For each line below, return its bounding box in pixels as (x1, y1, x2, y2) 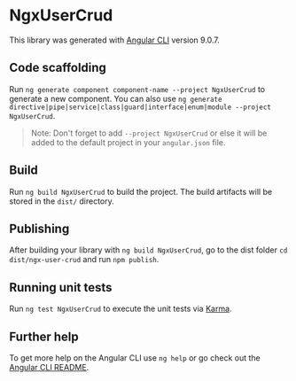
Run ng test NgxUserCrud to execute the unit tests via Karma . (9, 303, 232, 315)
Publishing (9, 221, 70, 236)
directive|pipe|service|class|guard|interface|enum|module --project (9, 103, 272, 112)
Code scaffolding (9, 60, 106, 75)
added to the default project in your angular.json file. (30, 136, 226, 147)
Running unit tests (9, 280, 113, 295)
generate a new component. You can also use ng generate (9, 93, 222, 104)
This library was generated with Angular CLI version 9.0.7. (9, 35, 220, 45)
